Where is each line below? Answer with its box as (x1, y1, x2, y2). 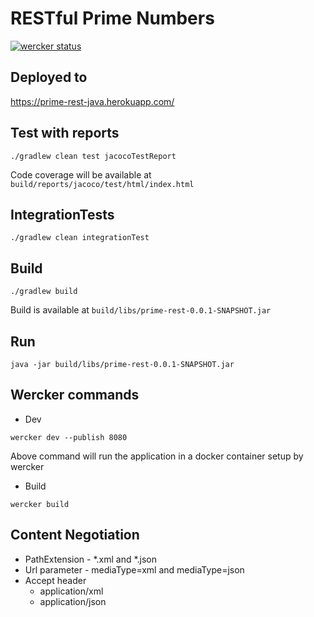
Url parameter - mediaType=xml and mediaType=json (24, 563, 245, 576)
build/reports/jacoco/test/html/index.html (10, 179, 195, 189)
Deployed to (10, 69, 88, 86)
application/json (39, 595, 107, 607)
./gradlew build (10, 287, 78, 297)
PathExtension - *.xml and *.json (24, 553, 158, 565)
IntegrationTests (10, 206, 115, 223)
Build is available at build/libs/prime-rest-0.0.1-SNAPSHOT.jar (10, 304, 272, 316)
